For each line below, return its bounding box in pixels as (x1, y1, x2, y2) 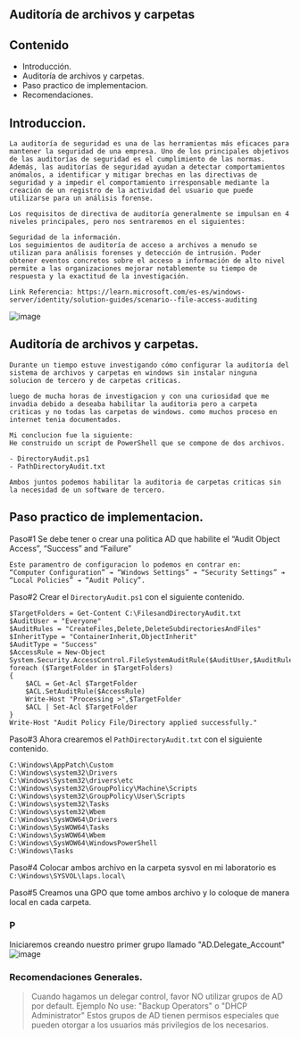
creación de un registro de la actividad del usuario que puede (9, 187, 254, 195)
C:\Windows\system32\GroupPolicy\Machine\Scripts (9, 784, 198, 793)
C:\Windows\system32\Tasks (9, 799, 110, 809)
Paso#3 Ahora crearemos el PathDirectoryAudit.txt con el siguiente (9, 734, 262, 744)
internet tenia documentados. (9, 415, 122, 424)
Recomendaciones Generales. (9, 970, 143, 983)
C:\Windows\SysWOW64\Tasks (9, 823, 110, 832)
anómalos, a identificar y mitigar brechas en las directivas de (9, 170, 257, 179)
